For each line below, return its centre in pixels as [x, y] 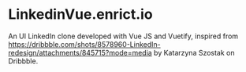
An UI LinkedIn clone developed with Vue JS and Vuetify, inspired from [123, 36]
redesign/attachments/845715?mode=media [80, 52]
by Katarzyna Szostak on [194, 52]
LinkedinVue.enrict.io [80, 14]
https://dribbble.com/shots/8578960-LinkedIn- [84, 44]
